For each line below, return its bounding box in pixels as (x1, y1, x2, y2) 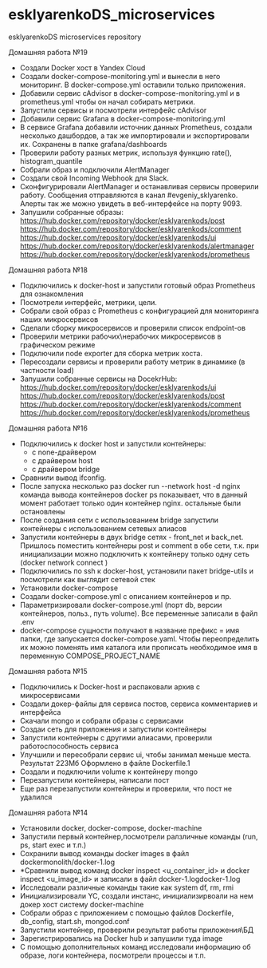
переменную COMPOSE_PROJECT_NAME (19, 651, 161, 661)
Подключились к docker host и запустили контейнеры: (19, 438, 206, 448)
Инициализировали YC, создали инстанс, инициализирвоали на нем (19, 891, 253, 900)
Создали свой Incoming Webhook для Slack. (19, 173, 170, 183)
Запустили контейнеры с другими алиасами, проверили (19, 732, 213, 742)
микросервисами (19, 690, 80, 700)
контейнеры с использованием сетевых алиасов (19, 523, 187, 533)
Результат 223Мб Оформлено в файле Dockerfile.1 (19, 758, 190, 768)
